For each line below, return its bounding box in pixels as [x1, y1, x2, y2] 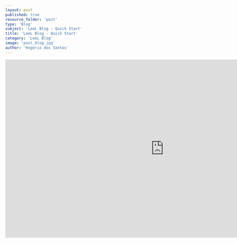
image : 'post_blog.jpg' [5, 41, 56, 46]
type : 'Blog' [5, 21, 33, 27]
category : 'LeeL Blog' [5, 36, 53, 41]
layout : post [5, 7, 33, 13]
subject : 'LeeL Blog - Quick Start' [5, 26, 83, 31]
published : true [5, 12, 39, 17]
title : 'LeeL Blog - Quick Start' [5, 31, 78, 36]
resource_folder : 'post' [5, 17, 58, 22]
